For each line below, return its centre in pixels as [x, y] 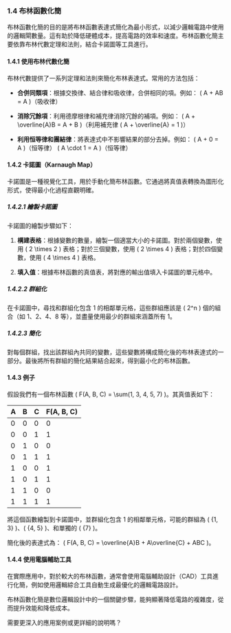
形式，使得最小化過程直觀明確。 [52, 190]
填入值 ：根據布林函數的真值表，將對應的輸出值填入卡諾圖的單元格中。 [117, 272]
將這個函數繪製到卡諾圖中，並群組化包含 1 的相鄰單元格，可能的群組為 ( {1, [113, 519]
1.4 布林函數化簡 [34, 10]
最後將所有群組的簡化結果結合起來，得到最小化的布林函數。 [109, 361]
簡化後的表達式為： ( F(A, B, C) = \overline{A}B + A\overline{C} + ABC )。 [111, 542]
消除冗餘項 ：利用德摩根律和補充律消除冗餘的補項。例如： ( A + [106, 116]
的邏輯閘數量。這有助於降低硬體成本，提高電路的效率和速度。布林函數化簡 [112, 36]
